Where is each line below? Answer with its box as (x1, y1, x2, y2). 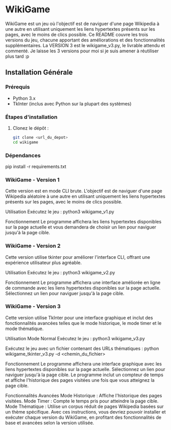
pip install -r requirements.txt (5, 163, 66, 170)
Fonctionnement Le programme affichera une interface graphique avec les (5, 360, 162, 367)
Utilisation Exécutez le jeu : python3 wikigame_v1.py (5, 209, 114, 215)
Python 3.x (12, 95, 36, 101)
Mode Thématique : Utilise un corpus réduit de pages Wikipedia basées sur (5, 403, 164, 409)
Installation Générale (5, 68, 73, 77)
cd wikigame (12, 139, 38, 145)
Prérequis (5, 84, 30, 91)
